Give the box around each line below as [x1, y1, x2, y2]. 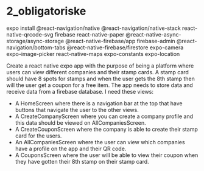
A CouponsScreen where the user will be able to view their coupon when [15, 151, 199, 159]
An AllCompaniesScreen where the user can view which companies [15, 138, 185, 145]
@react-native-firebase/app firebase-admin [65, 37, 175, 44]
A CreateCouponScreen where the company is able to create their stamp [15, 125, 198, 133]
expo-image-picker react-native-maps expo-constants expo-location [6, 50, 180, 57]
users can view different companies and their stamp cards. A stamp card [6, 68, 189, 75]
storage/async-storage [6, 37, 65, 44]
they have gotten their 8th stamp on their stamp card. [15, 158, 149, 165]
